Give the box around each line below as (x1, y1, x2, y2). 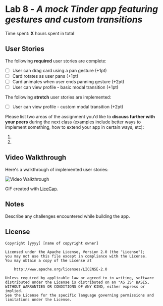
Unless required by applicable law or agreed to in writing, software (5, 275, 154, 280)
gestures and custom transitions (5, 14, 143, 25)
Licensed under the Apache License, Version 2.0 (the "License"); (5, 249, 145, 255)
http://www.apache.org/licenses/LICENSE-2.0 (14, 266, 108, 272)
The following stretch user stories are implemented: (5, 94, 111, 100)
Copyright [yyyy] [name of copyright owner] (5, 241, 99, 246)
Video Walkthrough (5, 153, 66, 162)
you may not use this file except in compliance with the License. (5, 254, 148, 258)
